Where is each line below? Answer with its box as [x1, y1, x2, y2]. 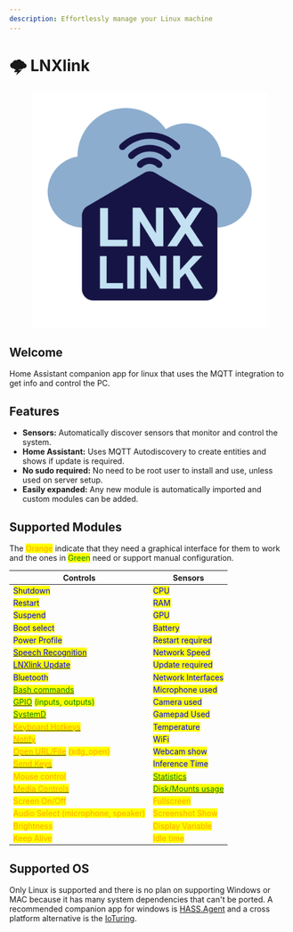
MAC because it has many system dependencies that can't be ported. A [9, 895, 273, 905]
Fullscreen [152, 796, 191, 806]
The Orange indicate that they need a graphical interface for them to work [9, 543, 281, 554]
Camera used [152, 697, 203, 707]
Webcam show [152, 746, 208, 757]
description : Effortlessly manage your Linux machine [9, 14, 214, 23]
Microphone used [152, 684, 218, 694]
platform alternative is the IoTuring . [9, 913, 137, 924]
